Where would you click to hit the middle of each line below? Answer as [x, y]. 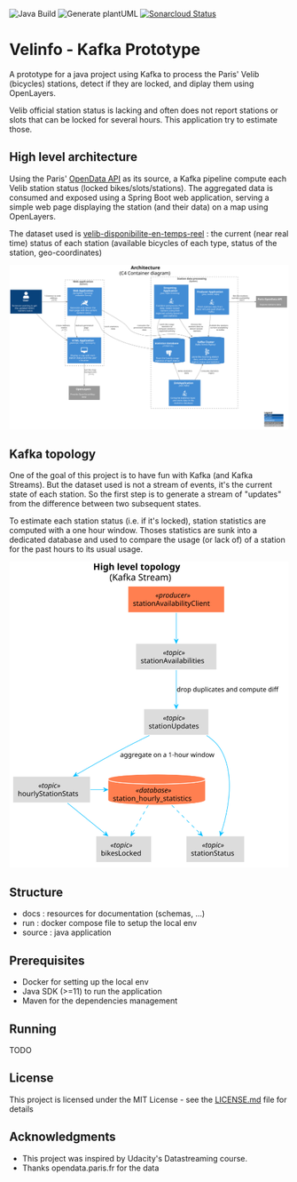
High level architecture [73, 157]
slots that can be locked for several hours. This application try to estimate [143, 119]
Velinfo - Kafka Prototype [105, 50]
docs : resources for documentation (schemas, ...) [113, 914]
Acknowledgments [63, 1137]
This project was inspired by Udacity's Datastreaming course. [135, 1158]
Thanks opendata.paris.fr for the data [90, 1168]
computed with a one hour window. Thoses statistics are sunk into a [133, 531]
